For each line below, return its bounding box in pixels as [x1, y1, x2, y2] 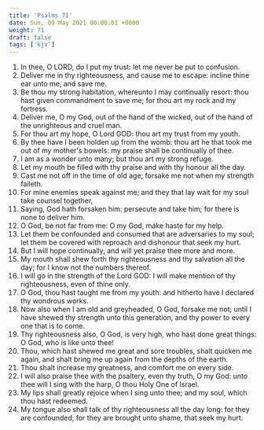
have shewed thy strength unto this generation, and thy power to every [20, 313, 251, 322]
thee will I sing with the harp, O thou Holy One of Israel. [20, 380, 200, 389]
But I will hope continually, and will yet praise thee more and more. [20, 246, 235, 255]
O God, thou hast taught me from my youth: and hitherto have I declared [20, 288, 255, 297]
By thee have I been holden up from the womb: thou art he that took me [20, 138, 252, 147]
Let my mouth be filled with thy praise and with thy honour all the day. [20, 163, 246, 172]
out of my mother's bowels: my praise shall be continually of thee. [20, 146, 234, 156]
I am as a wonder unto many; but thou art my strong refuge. [20, 154, 214, 164]
